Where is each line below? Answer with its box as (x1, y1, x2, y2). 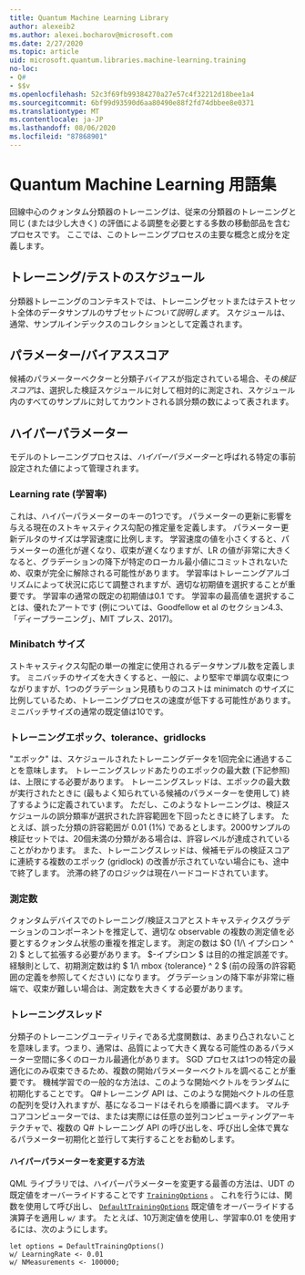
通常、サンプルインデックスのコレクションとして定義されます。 (9, 318, 248, 329)
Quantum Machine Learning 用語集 (9, 174, 277, 195)
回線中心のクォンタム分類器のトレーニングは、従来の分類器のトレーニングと (9, 206, 297, 217)
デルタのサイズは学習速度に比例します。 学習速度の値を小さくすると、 (16, 533, 282, 544)
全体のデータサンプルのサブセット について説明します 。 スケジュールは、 (16, 306, 290, 317)
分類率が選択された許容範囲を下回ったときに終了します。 (65, 811, 280, 822)
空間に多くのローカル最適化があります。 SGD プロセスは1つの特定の (33, 1053, 289, 1064)
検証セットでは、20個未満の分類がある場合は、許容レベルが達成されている (9, 834, 290, 845)
